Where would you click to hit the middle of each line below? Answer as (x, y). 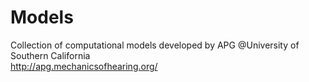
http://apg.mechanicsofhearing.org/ (84, 66)
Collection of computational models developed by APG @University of (155, 45)
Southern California (50, 55)
